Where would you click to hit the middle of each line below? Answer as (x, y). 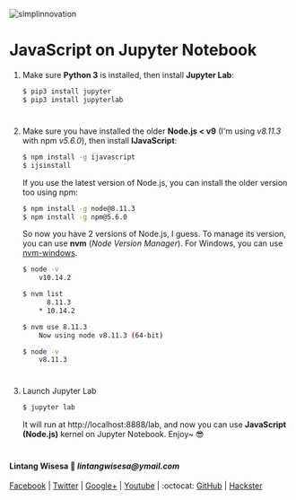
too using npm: (50, 192)
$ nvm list (43, 294)
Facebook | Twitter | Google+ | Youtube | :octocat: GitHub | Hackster (136, 486)
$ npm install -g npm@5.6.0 (74, 217)
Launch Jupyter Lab (59, 391)
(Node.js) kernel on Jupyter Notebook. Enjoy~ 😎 (113, 434)
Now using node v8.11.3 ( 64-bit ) (101, 335)
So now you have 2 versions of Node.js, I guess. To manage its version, (154, 234)
